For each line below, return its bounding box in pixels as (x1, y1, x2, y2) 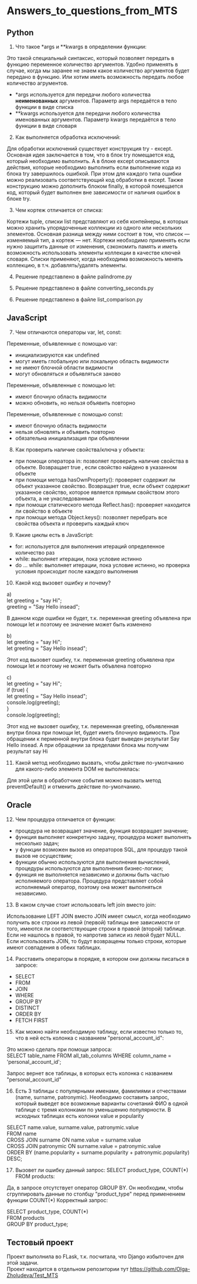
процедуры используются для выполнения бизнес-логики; (15, 864, 164, 872)
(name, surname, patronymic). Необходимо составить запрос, (15, 1093, 169, 1100)
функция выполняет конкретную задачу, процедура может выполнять (15, 833, 192, 840)
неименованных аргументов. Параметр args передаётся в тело (15, 97, 178, 104)
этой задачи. (6, 1259, 39, 1266)
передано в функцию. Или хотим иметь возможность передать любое (6, 74, 184, 80)
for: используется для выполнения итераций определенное (15, 543, 165, 550)
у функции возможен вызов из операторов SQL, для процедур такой (15, 846, 188, 853)
